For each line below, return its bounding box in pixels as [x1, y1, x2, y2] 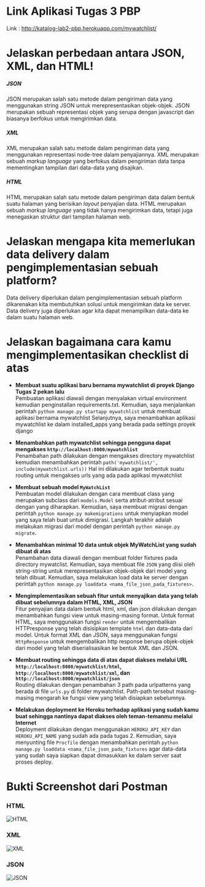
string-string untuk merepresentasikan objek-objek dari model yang [15, 567, 187, 575]
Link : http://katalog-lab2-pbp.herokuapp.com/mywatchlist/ [6, 25, 157, 32]
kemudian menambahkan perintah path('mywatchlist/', [15, 459, 158, 466]
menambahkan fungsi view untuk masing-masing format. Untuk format [15, 611, 195, 619]
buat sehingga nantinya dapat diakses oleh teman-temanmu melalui [15, 712, 193, 719]
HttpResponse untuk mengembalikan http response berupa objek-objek [15, 637, 194, 645]
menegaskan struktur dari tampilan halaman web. [6, 213, 131, 220]
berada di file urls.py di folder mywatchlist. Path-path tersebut [15, 688, 175, 695]
